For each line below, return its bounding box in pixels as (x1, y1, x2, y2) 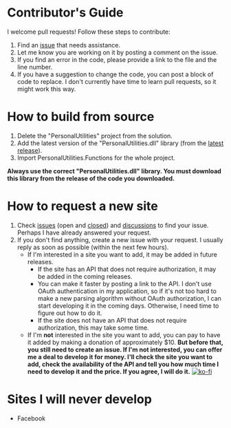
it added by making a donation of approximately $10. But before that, (27, 338, 223, 346)
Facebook (16, 414, 46, 422)
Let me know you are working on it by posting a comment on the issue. (16, 48, 219, 56)
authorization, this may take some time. (37, 323, 149, 332)
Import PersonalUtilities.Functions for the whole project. (16, 153, 175, 162)
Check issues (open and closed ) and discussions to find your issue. (16, 221, 209, 229)
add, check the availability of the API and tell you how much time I (27, 360, 219, 368)
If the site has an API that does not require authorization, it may (37, 265, 217, 273)
